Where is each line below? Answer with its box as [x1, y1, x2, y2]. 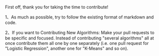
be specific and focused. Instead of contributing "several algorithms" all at [5, 35, 154, 41]
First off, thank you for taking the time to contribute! [5, 4, 108, 10]
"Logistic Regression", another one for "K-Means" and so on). [5, 46, 128, 51]
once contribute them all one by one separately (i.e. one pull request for [5, 40, 149, 46]
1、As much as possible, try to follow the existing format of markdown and [5, 14, 154, 20]
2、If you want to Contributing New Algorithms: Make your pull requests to [5, 30, 155, 36]
